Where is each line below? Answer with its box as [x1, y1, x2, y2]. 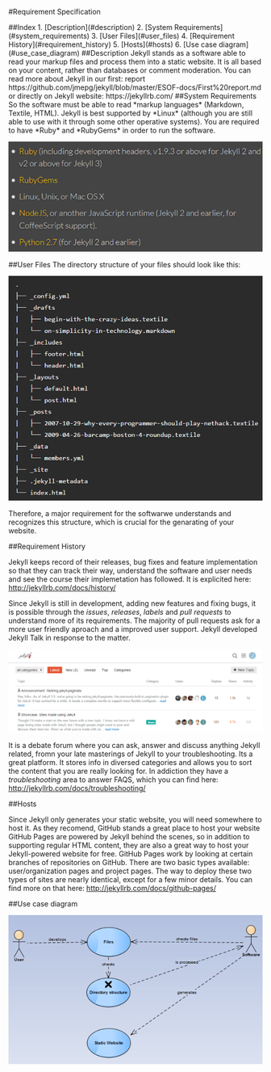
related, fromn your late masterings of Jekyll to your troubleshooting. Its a [8, 749, 253, 759]
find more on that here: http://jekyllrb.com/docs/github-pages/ [8, 883, 216, 893]
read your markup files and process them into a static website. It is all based [8, 57, 262, 66]
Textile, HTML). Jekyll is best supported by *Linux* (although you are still [8, 108, 252, 118]
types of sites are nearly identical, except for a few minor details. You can [8, 874, 252, 884]
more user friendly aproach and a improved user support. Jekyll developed [8, 624, 258, 633]
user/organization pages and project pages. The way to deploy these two [8, 866, 252, 876]
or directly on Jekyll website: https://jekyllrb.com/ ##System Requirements [8, 91, 256, 100]
